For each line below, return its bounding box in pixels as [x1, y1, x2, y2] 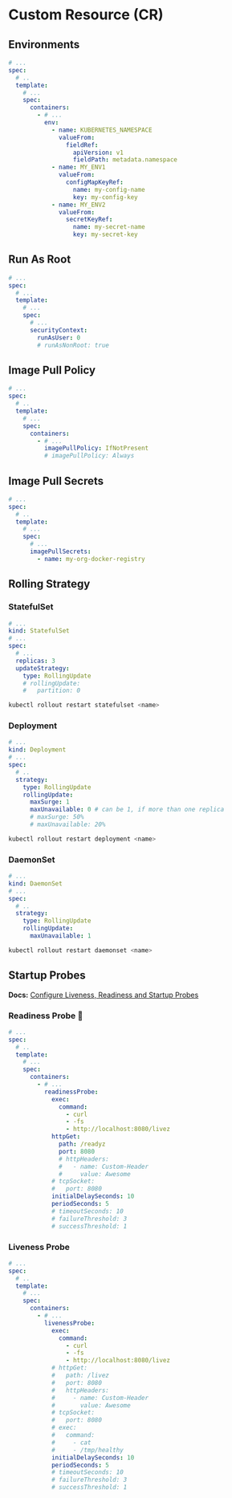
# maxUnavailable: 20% [29, 820, 106, 828]
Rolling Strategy [8, 577, 91, 591]
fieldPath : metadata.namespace [72, 156, 178, 164]
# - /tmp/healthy [51, 1446, 124, 1454]
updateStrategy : [15, 664, 70, 672]
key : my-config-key [72, 193, 138, 201]
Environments [8, 38, 80, 51]
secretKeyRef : [65, 215, 113, 224]
